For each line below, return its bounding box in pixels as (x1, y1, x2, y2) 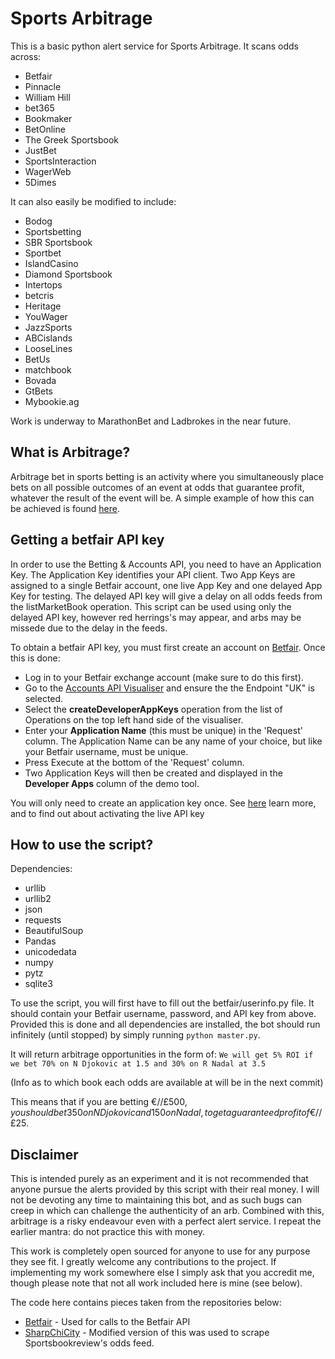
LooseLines (24, 342, 73, 354)
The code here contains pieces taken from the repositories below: (10, 1297, 282, 1309)
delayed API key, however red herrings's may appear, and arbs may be (10, 611, 302, 623)
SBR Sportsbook (24, 236, 93, 248)
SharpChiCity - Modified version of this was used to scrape (24, 1327, 270, 1339)
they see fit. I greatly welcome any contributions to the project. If (10, 1256, 277, 1268)
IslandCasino (24, 257, 79, 269)
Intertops (24, 278, 63, 291)
